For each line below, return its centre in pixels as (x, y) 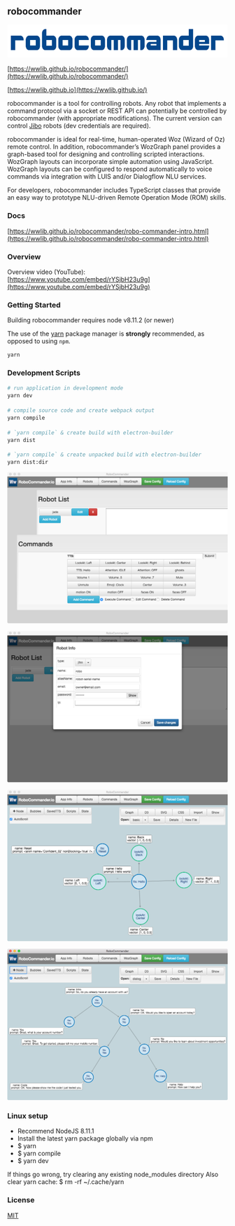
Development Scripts (44, 373)
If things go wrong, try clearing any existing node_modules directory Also (113, 1175)
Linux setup (28, 1116)
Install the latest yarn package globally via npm (85, 1138)
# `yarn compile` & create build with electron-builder (90, 433)
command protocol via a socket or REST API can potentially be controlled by (117, 111)
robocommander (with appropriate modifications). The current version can (115, 118)
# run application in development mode (65, 388)
